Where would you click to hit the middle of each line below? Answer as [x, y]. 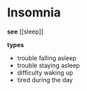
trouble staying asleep [48, 65]
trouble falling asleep [47, 58]
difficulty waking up [45, 73]
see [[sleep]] [25, 31]
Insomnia [34, 13]
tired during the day [45, 79]
